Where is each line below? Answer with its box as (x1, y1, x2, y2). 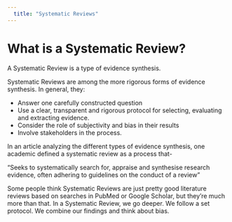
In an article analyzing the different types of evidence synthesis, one (7, 142, 205, 150)
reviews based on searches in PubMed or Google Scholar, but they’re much (7, 191, 226, 200)
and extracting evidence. (17, 113, 90, 122)
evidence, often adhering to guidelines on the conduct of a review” (7, 170, 200, 179)
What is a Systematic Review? (7, 40, 186, 56)
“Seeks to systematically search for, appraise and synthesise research (7, 163, 210, 171)
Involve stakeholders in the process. (17, 128, 123, 137)
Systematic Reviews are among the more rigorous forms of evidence (7, 77, 205, 86)
